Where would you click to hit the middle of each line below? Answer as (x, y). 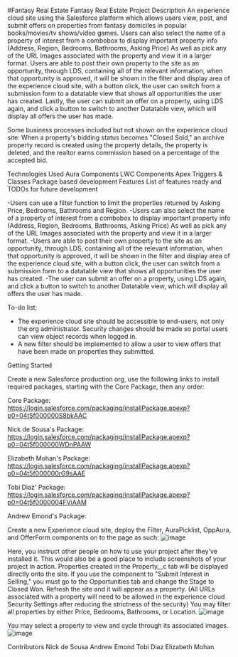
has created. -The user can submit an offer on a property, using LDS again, (117, 278)
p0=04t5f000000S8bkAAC (47, 415)
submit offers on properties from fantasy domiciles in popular (97, 25)
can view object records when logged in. (77, 336)
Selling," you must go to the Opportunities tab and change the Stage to (111, 582)
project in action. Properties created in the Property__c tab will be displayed (118, 566)
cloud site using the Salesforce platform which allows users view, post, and (117, 18)
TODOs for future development (53, 189)
